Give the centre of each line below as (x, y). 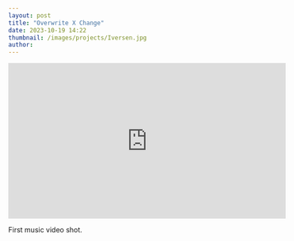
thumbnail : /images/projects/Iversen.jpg (78, 38)
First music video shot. (46, 230)
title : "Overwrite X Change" (56, 23)
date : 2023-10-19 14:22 (48, 30)
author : (21, 45)
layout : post (30, 15)
